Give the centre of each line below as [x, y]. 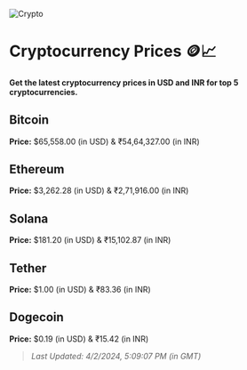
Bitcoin [29, 120]
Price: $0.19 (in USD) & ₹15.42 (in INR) [79, 339]
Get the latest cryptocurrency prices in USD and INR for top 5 [124, 82]
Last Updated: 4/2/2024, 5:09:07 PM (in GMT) [116, 356]
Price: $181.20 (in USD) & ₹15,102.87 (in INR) [90, 240]
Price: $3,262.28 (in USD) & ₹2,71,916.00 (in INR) [99, 190]
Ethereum [37, 169]
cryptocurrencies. [44, 92]
